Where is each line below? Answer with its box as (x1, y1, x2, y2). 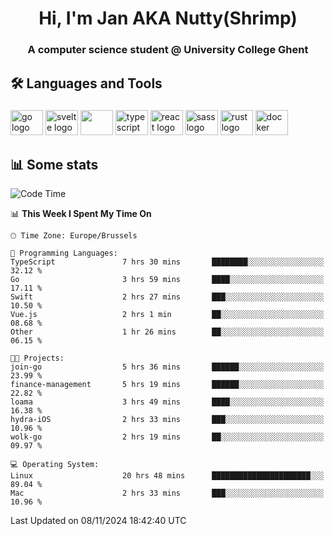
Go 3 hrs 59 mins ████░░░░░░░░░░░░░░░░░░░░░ (10, 275, 325, 285)
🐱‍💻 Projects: (10, 353, 65, 364)
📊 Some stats (10, 156, 99, 173)
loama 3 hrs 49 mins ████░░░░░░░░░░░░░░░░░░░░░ (10, 397, 325, 407)
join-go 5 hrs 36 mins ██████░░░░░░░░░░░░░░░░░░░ (10, 362, 325, 372)
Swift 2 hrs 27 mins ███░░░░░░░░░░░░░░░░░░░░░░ (10, 292, 325, 302)
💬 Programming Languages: (10, 248, 118, 259)
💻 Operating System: (10, 460, 100, 470)
